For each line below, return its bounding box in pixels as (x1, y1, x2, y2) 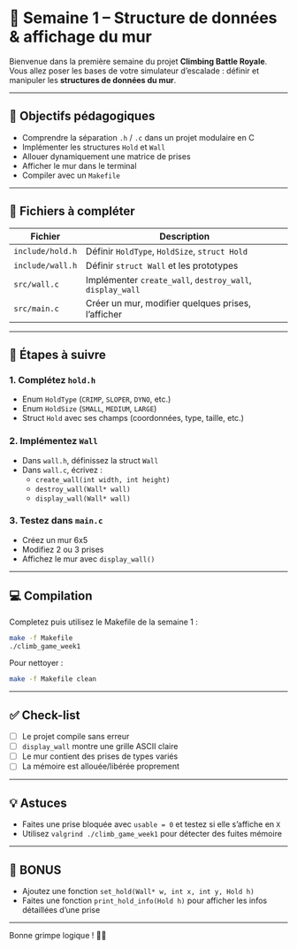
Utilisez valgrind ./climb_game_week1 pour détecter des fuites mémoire (21, 829, 283, 839)
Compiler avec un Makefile (21, 170, 121, 180)
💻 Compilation (9, 588, 93, 604)
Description (159, 230, 210, 242)
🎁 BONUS (9, 862, 62, 877)
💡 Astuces (9, 795, 68, 810)
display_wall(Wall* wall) (34, 494, 131, 503)
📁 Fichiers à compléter (9, 203, 135, 219)
